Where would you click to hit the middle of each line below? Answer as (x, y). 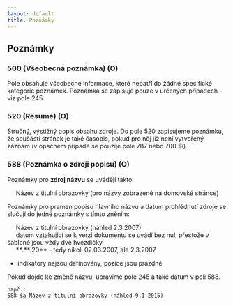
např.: (17, 289)
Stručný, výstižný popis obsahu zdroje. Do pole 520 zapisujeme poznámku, (115, 131)
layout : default (31, 14)
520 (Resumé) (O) (38, 116)
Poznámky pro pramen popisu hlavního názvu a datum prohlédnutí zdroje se (117, 206)
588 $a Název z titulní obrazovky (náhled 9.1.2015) (85, 296)
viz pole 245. (26, 98)
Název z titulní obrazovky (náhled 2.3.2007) (78, 227)
